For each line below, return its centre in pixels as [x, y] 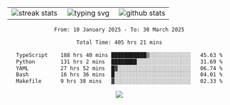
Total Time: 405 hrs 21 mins [119, 42]
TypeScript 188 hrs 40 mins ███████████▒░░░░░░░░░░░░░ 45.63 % [119, 55]
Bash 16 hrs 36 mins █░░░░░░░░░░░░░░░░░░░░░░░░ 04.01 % [119, 75]
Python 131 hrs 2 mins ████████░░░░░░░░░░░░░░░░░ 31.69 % [119, 62]
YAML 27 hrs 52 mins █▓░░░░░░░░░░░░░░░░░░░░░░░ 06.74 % [119, 68]
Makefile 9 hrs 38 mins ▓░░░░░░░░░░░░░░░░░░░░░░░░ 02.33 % [119, 81]
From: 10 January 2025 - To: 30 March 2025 [119, 30]
